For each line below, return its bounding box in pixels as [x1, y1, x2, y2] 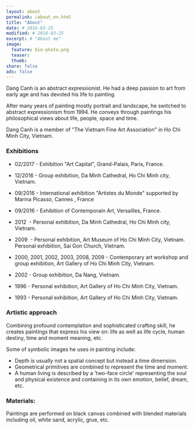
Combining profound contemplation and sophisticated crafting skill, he [6, 322, 175, 329]
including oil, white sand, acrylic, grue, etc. [6, 416, 109, 423]
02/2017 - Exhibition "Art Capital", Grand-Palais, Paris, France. [14, 160, 165, 167]
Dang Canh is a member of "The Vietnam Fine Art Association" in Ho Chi [6, 126, 181, 133]
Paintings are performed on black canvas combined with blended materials [6, 410, 187, 417]
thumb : [11, 58, 27, 63]
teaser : [11, 52, 30, 58]
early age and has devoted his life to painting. [6, 91, 116, 98]
